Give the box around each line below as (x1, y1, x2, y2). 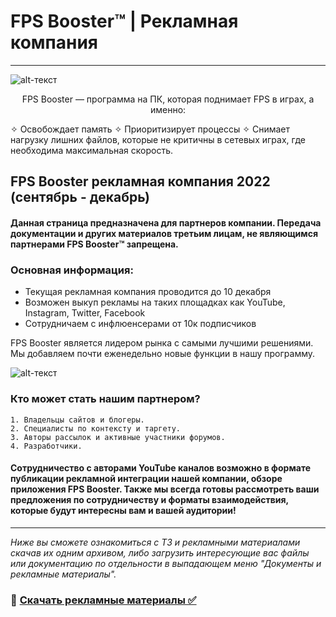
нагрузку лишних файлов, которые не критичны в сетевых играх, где (10, 133, 306, 145)
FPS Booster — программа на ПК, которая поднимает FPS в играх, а (21, 93, 315, 105)
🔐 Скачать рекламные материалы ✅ (10, 593, 197, 607)
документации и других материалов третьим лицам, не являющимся (10, 227, 319, 239)
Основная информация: (10, 263, 134, 277)
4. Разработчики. (10, 441, 83, 451)
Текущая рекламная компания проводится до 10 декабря (24, 286, 272, 298)
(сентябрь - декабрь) (10, 189, 150, 206)
